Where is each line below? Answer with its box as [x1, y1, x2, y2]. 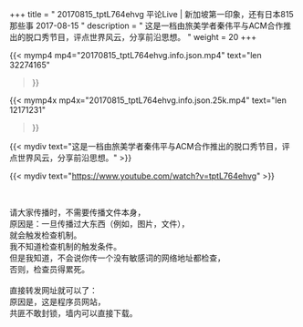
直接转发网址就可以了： [9, 285, 98, 295]
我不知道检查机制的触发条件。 [9, 241, 121, 251]
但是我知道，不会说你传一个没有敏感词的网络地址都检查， [9, 252, 225, 263]
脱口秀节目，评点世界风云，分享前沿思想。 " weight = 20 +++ [25, 32, 257, 42]
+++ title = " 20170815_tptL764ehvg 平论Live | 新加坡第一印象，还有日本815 [9, 9, 294, 19]
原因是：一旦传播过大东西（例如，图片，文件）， [9, 219, 190, 229]
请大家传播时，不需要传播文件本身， [9, 207, 146, 218]
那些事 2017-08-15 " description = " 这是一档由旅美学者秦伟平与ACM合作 [9, 20, 284, 31]
